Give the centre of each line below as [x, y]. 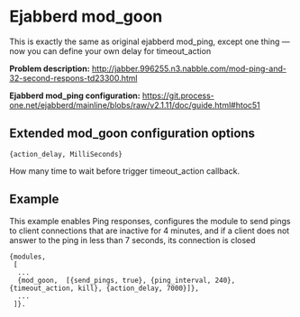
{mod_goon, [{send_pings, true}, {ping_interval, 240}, [127, 280]
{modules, [28, 257]
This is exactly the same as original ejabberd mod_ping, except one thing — [150, 41]
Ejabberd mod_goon [86, 17]
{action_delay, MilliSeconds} [66, 154]
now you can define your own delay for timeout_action [110, 50]
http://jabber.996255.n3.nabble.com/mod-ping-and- [189, 68]
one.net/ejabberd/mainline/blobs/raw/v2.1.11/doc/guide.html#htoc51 [135, 104]
